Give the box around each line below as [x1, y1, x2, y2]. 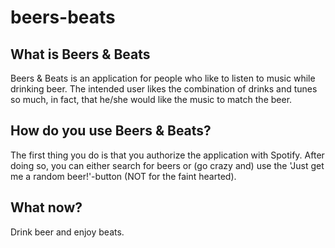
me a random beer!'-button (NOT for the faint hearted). [10, 170, 237, 182]
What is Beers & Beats [10, 46, 151, 63]
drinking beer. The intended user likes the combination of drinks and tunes [10, 83, 318, 95]
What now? [10, 199, 83, 216]
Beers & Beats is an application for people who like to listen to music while [10, 72, 316, 84]
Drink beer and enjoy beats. [10, 226, 125, 238]
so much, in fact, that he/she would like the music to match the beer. [10, 94, 293, 105]
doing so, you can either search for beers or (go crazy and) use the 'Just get [10, 159, 325, 171]
